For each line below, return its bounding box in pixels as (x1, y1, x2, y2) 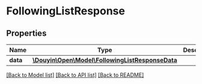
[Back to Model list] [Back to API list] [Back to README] (6, 71, 144, 79)
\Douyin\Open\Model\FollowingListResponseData (32, 56, 177, 64)
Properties (6, 28, 47, 38)
